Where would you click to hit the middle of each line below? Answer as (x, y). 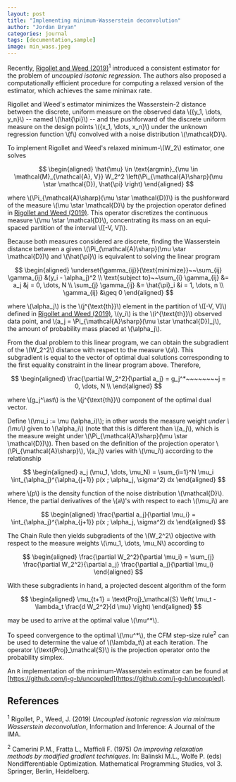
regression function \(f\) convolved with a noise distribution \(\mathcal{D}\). (117, 134)
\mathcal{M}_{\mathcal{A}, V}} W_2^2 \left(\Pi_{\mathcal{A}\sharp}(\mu (118, 176)
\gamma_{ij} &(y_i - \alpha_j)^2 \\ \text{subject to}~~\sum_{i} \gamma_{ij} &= (118, 277)
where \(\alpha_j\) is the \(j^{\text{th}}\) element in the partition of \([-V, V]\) (117, 306)
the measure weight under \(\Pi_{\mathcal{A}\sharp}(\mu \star (98, 435)
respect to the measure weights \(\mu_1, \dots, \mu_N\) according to (106, 543)
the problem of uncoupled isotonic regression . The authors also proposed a (117, 76)
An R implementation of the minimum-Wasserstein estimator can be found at (118, 671)
